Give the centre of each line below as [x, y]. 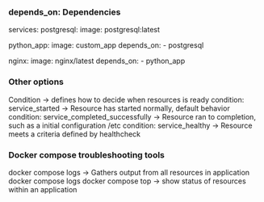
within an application [43, 189]
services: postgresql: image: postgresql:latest [84, 30]
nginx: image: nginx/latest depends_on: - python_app [97, 61]
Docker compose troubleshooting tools [87, 154]
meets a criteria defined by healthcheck [75, 134]
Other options [36, 82]
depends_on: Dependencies [65, 12]
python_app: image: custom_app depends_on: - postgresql [106, 45]
